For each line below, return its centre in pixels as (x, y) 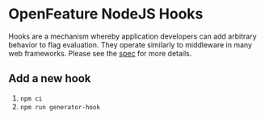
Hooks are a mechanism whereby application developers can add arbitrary (132, 36)
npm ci (31, 98)
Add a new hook (50, 78)
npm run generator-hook (60, 107)
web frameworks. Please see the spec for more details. (100, 53)
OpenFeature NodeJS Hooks (106, 14)
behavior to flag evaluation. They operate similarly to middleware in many (130, 44)
